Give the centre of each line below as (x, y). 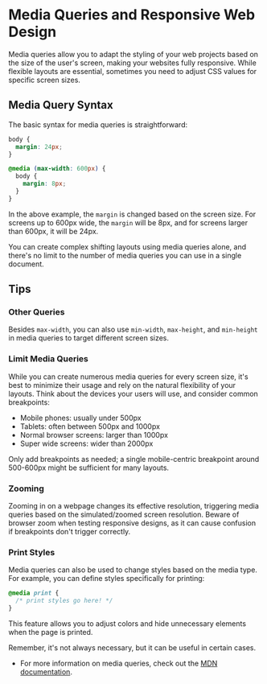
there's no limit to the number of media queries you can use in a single (125, 255)
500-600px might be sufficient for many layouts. (89, 468)
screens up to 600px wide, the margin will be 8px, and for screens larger (128, 222)
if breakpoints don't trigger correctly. (70, 532)
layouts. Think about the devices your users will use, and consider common (133, 394)
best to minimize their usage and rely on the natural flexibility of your (122, 385)
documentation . (46, 672)
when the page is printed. (51, 632)
